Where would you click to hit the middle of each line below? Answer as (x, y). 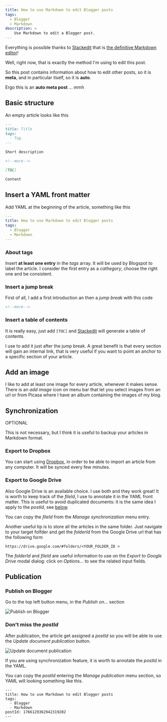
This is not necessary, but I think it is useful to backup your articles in (77, 432)
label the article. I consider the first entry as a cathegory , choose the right (81, 268)
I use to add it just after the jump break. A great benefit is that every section (83, 346)
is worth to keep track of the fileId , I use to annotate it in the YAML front (79, 496)
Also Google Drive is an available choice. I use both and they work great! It (82, 491)
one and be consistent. (29, 274)
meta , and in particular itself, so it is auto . (48, 78)
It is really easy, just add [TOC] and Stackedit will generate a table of (75, 331)
